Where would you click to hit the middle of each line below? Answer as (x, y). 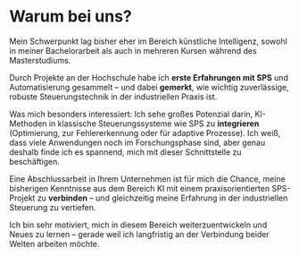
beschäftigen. (34, 161)
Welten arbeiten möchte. (54, 243)
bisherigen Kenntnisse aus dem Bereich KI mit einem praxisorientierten (140, 188)
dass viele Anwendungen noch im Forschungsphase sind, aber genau (137, 142)
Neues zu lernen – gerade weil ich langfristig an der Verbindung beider (139, 234)
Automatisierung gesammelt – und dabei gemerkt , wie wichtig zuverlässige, (149, 87)
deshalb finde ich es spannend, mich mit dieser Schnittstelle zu (126, 152)
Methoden (28, 124)
